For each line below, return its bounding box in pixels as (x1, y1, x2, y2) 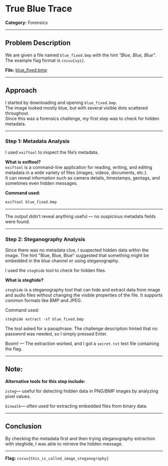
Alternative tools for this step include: (5, 378, 86, 384)
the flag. (5, 346, 22, 352)
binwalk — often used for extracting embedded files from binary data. (5, 403, 147, 409)
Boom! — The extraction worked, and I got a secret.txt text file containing (5, 340, 159, 346)
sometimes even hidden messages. (5, 180, 78, 186)
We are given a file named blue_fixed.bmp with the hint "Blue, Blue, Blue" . (5, 52, 156, 58)
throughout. (5, 110, 29, 116)
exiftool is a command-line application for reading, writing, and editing (5, 164, 152, 170)
